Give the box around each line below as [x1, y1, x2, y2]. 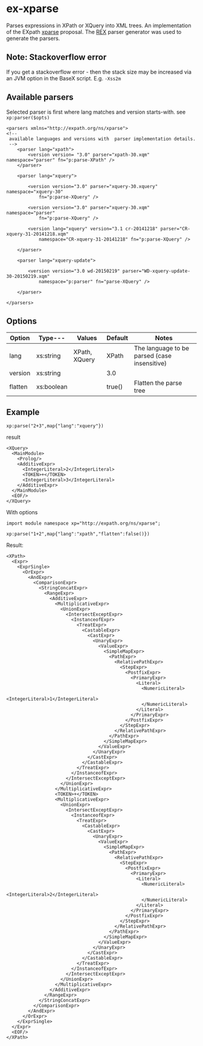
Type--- [38, 334, 65, 343]
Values [77, 334, 98, 343]
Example [6, 407, 40, 417]
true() [106, 383, 123, 391]
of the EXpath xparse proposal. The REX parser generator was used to [6, 28, 182, 35]
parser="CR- [160, 225, 190, 231]
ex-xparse [6, 2, 59, 16]
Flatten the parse [134, 379, 182, 387]
